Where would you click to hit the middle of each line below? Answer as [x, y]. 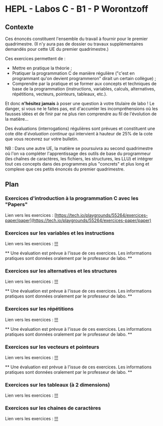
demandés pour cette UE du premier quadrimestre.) [57, 49]
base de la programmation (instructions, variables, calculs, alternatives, [84, 89]
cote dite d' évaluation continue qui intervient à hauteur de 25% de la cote [79, 134]
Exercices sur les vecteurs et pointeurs [52, 347]
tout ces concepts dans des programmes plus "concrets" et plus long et [77, 164]
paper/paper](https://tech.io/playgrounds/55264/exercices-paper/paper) [78, 220]
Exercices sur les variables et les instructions [60, 233]
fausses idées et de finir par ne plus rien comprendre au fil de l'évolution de [81, 114]
